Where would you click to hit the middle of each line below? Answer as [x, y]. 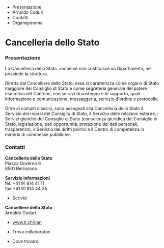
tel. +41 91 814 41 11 [25, 183]
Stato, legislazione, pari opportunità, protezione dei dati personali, [72, 124]
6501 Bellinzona [21, 168]
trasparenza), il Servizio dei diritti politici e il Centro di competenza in [75, 129]
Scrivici [20, 198]
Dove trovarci [26, 241]
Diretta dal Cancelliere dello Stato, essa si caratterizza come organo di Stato [82, 83]
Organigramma [27, 23]
